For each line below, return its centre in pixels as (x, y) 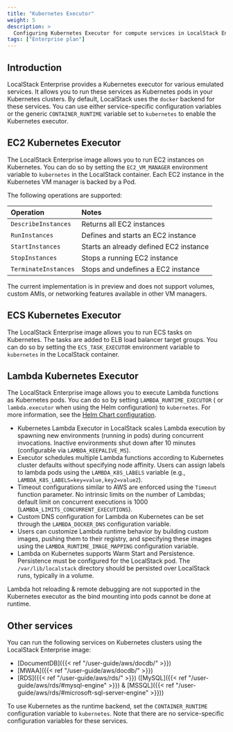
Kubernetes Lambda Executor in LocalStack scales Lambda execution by (121, 428)
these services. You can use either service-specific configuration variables (114, 106)
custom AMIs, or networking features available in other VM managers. (107, 293)
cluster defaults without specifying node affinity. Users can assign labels (121, 465)
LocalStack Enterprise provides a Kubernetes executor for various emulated (115, 84)
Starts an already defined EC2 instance (145, 246)
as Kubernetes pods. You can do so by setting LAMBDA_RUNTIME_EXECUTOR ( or (115, 400)
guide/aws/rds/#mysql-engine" (62, 686)
